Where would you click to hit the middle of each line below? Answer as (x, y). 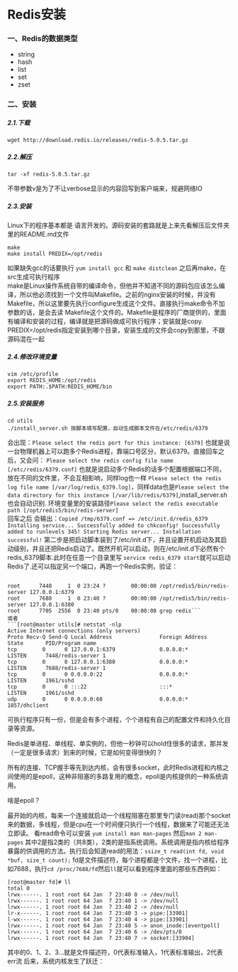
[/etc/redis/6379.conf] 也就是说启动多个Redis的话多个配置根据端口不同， (116, 469)
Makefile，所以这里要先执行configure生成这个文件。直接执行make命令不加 (116, 303)
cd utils (20, 421)
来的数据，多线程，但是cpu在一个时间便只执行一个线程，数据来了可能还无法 (118, 824)
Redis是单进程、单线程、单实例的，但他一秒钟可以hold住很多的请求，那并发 (118, 744)
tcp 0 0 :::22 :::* (90, 687)
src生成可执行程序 (34, 277)
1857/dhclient (28, 706)
